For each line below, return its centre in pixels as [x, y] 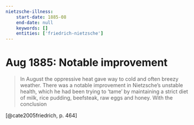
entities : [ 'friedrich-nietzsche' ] [60, 34]
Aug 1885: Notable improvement [87, 63]
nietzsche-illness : [29, 11]
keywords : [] [32, 28]
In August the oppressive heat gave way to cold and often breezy [99, 79]
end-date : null [35, 22]
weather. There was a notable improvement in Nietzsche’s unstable [101, 85]
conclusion [33, 104]
